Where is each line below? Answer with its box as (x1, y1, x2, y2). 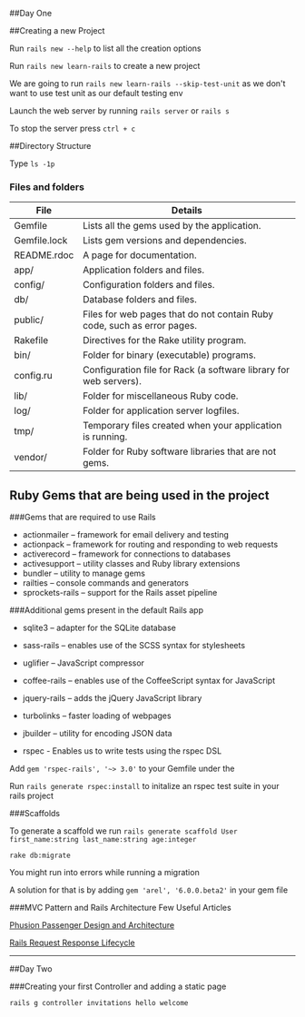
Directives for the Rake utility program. (83, 334, 247, 347)
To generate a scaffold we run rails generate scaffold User (9, 825, 238, 836)
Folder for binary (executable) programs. (83, 349, 257, 361)
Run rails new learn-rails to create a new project (9, 61, 201, 71)
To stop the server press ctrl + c (9, 123, 136, 133)
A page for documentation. (83, 249, 197, 262)
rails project (9, 790, 54, 802)
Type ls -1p (9, 158, 55, 169)
